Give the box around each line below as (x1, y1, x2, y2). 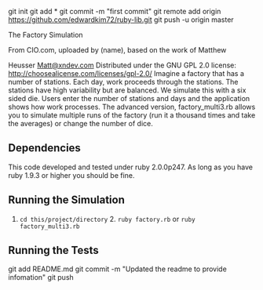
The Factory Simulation (8, 31, 84, 39)
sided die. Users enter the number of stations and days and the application (8, 94, 250, 103)
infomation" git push (8, 273, 75, 282)
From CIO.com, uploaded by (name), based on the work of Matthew (8, 45, 227, 54)
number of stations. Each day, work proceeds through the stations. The (8, 78, 239, 86)
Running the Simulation (8, 194, 126, 207)
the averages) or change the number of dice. (8, 119, 153, 128)
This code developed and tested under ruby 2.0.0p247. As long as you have (8, 162, 254, 172)
